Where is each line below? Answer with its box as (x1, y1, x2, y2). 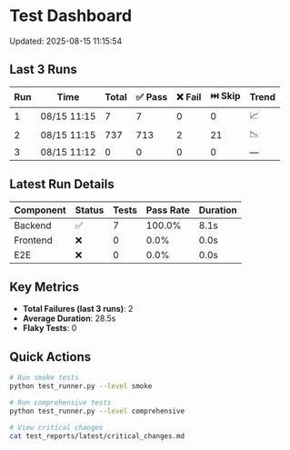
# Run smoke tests (9, 374, 79, 383)
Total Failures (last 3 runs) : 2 (22, 304, 134, 315)
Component (14, 204, 66, 216)
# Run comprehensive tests (9, 397, 112, 407)
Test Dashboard (9, 5, 133, 26)
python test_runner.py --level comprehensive (9, 406, 185, 415)
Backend (14, 219, 52, 232)
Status (75, 204, 105, 216)
